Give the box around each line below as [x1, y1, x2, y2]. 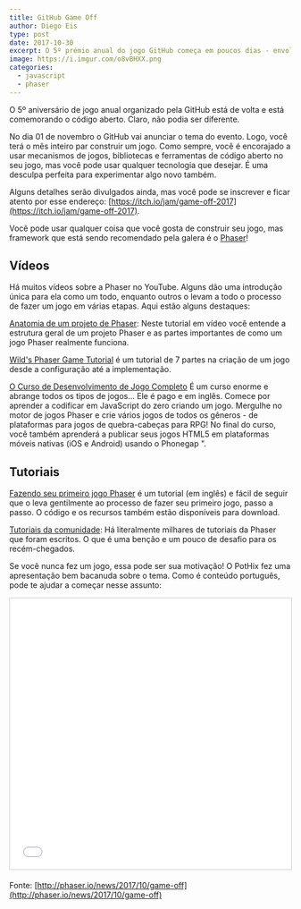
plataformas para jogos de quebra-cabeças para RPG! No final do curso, [9, 420, 277, 430]
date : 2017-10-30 [9, 38, 74, 47]
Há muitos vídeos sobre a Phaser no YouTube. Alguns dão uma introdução [9, 282, 283, 293]
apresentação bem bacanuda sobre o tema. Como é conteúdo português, [9, 570, 280, 582]
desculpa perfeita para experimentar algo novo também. [9, 169, 217, 180]
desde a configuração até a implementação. [9, 364, 171, 375]
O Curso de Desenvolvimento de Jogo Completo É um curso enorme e [9, 381, 269, 392]
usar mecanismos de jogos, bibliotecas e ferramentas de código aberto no [9, 149, 284, 161]
